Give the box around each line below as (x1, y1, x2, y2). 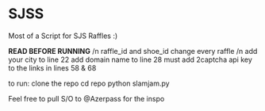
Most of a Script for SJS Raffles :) (8, 31, 118, 40)
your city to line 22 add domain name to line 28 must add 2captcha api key (8, 55, 252, 64)
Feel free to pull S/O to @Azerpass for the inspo (8, 94, 165, 103)
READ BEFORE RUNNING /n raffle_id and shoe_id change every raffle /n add (8, 46, 258, 55)
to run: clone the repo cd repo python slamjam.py (8, 78, 170, 88)
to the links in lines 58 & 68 (8, 63, 97, 72)
